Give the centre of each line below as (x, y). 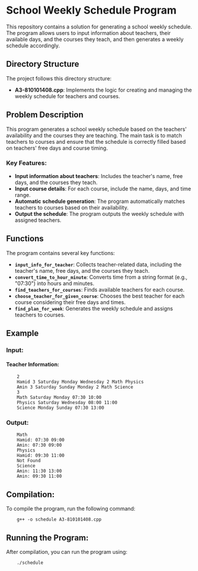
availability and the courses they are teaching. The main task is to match (94, 135)
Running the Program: (47, 538)
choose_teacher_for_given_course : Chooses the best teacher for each (100, 296)
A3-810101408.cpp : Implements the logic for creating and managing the (103, 90)
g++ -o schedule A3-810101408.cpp (59, 520)
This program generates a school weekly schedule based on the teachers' (97, 129)
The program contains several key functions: (61, 253)
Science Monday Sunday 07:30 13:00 (61, 408)
